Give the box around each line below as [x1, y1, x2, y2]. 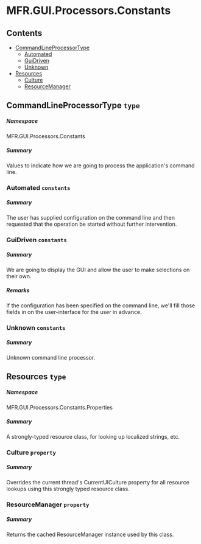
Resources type [6, 372, 66, 382]
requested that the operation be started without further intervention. [6, 220, 177, 228]
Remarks [6, 287, 30, 294]
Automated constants [6, 184, 71, 192]
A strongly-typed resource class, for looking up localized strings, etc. [6, 433, 180, 441]
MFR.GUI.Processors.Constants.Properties [6, 404, 113, 411]
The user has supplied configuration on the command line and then [6, 214, 175, 221]
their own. [6, 273, 32, 280]
